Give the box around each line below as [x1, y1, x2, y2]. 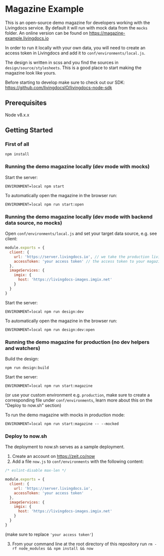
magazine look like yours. [5, 70, 57, 76]
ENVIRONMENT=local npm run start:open [5, 202, 84, 207]
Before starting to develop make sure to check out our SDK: [5, 79, 125, 85]
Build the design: [5, 355, 39, 361]
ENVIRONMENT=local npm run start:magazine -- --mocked [5, 421, 119, 426]
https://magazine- [89, 30, 125, 36]
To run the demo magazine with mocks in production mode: [5, 412, 125, 418]
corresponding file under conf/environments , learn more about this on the [5, 397, 153, 403]
